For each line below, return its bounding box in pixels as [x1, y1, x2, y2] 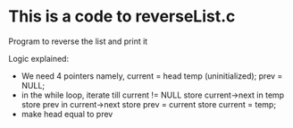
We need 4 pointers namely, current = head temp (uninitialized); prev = [21, 70, 283, 81]
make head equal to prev [21, 108, 113, 119]
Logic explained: [8, 53, 69, 64]
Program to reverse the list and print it [8, 36, 148, 47]
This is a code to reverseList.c [8, 6, 236, 27]
